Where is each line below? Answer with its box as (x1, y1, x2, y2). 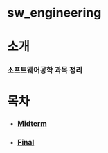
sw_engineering (7, 5, 102, 21)
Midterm (17, 119, 47, 129)
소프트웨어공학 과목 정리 (7, 65, 83, 75)
